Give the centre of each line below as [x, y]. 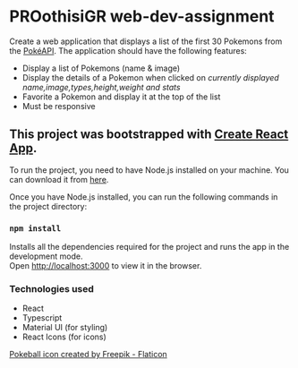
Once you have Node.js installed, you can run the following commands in [144, 197]
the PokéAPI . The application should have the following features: [128, 50]
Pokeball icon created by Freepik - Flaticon [88, 355]
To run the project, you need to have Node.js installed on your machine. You [149, 170]
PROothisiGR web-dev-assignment [142, 17]
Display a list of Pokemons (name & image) [101, 68]
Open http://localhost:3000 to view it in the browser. [106, 266]
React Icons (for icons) [64, 337]
